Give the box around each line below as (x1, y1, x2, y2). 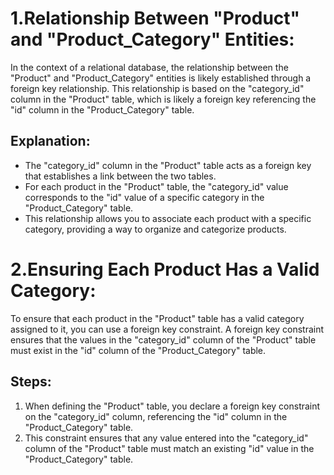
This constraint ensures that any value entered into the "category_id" (24, 432, 309, 444)
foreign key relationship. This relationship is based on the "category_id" (10, 82, 305, 94)
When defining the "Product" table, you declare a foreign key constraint (24, 400, 321, 412)
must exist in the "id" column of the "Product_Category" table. (10, 344, 267, 356)
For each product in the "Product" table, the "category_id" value (24, 180, 289, 192)
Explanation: (10, 133, 91, 150)
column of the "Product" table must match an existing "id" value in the (24, 442, 315, 454)
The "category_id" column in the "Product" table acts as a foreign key (24, 159, 312, 171)
